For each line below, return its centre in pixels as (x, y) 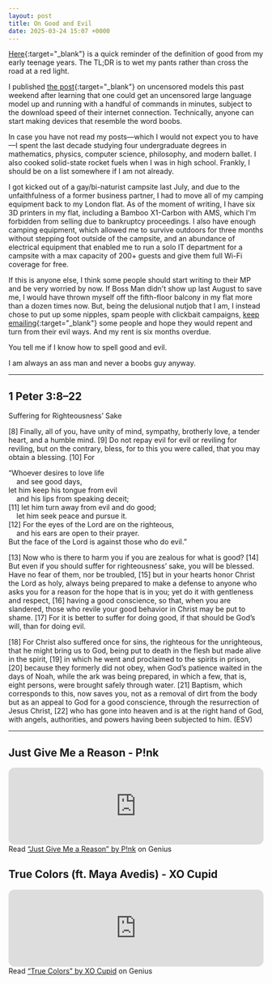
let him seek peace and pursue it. (72, 516)
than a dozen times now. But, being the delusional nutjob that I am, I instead (134, 306)
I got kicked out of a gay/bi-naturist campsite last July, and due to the (124, 187)
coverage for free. (38, 265)
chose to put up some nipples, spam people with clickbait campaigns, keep (134, 315)
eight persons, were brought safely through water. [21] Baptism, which (125, 685)
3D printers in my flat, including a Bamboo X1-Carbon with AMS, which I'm (132, 213)
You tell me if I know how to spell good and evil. (88, 347)
